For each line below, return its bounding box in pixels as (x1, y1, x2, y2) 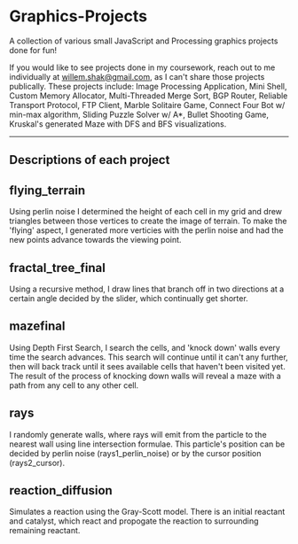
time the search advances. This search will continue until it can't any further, (9, 352, 288, 362)
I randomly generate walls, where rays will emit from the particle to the (9, 429, 268, 439)
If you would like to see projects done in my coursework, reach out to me (9, 62, 276, 73)
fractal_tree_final (9, 260, 106, 276)
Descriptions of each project (9, 152, 170, 167)
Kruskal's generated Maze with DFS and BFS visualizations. (9, 118, 227, 129)
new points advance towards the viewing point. (9, 235, 182, 245)
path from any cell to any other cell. (9, 379, 139, 391)
